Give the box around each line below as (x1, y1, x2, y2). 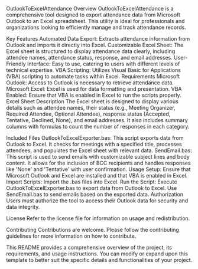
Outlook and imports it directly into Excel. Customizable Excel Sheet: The (6, 41, 184, 48)
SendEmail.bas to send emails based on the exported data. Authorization (6, 191, 184, 198)
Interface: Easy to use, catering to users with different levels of (27, 60, 180, 67)
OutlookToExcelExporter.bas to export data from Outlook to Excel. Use (6, 185, 177, 191)
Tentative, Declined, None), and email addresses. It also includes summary (6, 117, 188, 123)
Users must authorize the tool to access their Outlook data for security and (6, 197, 189, 204)
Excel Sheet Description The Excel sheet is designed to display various (6, 98, 178, 105)
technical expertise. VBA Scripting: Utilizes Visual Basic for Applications (6, 67, 181, 73)
